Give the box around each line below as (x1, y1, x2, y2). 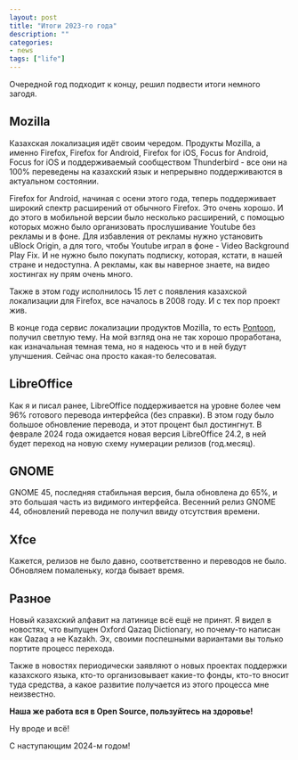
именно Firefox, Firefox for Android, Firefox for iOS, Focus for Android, (9, 147, 269, 158)
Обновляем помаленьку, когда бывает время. (9, 565, 185, 576)
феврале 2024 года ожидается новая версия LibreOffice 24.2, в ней (9, 429, 267, 439)
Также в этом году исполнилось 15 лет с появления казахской (9, 286, 247, 297)
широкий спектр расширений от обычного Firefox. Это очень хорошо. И (9, 202, 284, 213)
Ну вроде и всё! (9, 723, 69, 734)
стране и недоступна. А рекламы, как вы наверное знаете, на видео (9, 259, 270, 270)
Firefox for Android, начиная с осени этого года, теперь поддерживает (9, 192, 277, 203)
